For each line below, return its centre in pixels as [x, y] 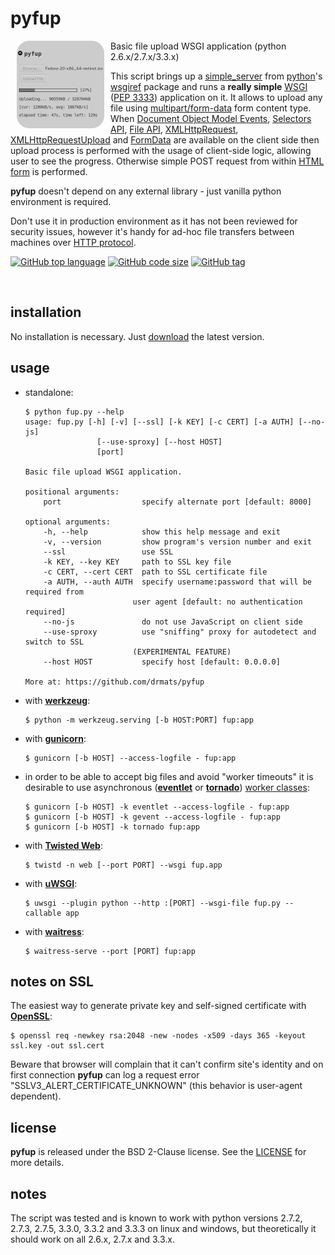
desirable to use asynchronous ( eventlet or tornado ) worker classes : [167, 787]
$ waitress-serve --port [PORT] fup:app [110, 951]
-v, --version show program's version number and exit [177, 542]
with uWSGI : [51, 883]
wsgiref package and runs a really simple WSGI [209, 86]
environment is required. [61, 201]
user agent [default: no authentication [217, 602]
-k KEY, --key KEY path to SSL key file [137, 562]
